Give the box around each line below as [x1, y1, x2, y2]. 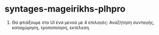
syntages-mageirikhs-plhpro [4, 3, 126, 15]
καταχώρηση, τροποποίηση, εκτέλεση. [11, 24, 90, 30]
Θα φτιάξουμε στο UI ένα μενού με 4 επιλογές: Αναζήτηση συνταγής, [11, 19, 155, 25]
